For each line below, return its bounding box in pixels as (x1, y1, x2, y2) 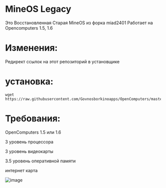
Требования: (5, 113, 61, 124)
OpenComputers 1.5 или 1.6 (5, 129, 62, 135)
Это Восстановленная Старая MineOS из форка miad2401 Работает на (5, 20, 153, 26)
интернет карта (5, 167, 38, 173)
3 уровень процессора (5, 139, 53, 145)
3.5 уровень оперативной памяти (5, 158, 76, 164)
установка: (5, 76, 53, 87)
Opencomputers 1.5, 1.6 (5, 25, 53, 31)
